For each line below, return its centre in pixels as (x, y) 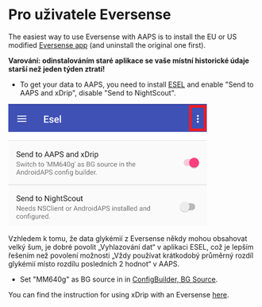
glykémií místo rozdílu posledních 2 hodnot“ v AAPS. (94, 263)
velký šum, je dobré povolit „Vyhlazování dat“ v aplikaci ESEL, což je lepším (131, 247)
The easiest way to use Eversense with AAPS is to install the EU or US (123, 37)
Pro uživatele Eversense (90, 15)
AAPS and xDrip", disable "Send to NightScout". (98, 92)
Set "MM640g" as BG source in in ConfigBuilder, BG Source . (119, 279)
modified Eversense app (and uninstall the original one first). (107, 45)
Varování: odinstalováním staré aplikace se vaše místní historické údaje (129, 60)
